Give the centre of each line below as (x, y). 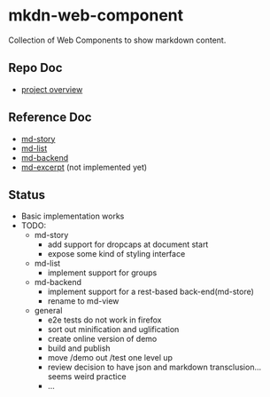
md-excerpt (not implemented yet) (84, 167)
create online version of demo (102, 339)
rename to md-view (83, 301)
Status (27, 195)
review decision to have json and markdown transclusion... (154, 367)
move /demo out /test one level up (110, 358)
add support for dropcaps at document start (128, 244)
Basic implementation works (73, 216)
